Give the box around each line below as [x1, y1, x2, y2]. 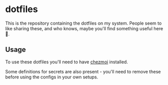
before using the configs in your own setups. [5, 74, 98, 80]
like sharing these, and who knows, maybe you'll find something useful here [5, 25, 163, 31]
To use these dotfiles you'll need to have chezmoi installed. [5, 59, 128, 65]
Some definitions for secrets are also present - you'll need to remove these [5, 68, 161, 74]
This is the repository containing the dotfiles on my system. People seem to [5, 20, 162, 26]
